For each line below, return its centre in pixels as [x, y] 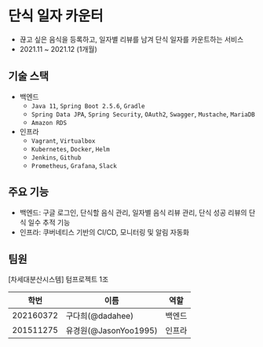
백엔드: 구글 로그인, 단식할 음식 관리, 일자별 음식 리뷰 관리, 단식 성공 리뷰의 [133, 212]
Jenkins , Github [56, 157]
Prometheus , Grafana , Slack [74, 165]
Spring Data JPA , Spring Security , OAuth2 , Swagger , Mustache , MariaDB [143, 114]
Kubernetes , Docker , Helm [70, 148]
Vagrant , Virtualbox [63, 140]
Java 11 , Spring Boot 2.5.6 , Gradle [88, 105]
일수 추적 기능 [49, 222]
